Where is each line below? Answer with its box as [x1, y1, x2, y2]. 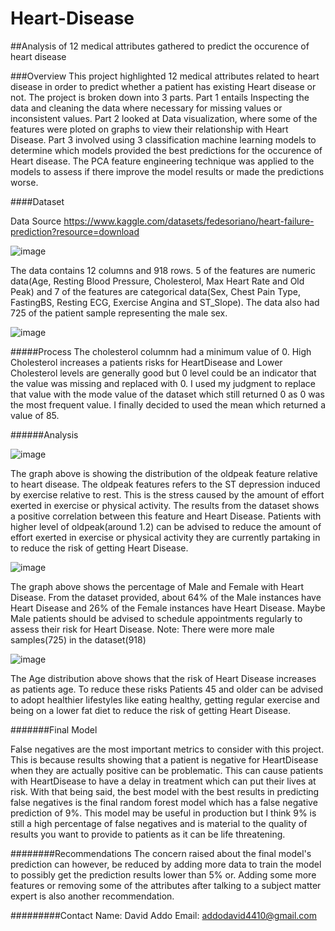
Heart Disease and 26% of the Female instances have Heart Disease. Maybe [10, 602, 326, 614]
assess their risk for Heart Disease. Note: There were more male [10, 623, 275, 635]
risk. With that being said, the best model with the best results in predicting [10, 785, 320, 797]
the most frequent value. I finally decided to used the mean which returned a [10, 398, 326, 411]
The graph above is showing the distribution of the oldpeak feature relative [10, 467, 318, 479]
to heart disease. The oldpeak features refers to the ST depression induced [10, 478, 321, 490]
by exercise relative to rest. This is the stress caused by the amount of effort [10, 488, 325, 501]
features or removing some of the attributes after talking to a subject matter [10, 879, 322, 891]
